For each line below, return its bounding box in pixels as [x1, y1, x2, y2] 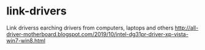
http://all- [174, 24, 199, 31]
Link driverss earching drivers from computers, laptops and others [6, 24, 174, 31]
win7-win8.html [6, 37, 46, 44]
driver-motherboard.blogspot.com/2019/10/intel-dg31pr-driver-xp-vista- [6, 30, 188, 37]
